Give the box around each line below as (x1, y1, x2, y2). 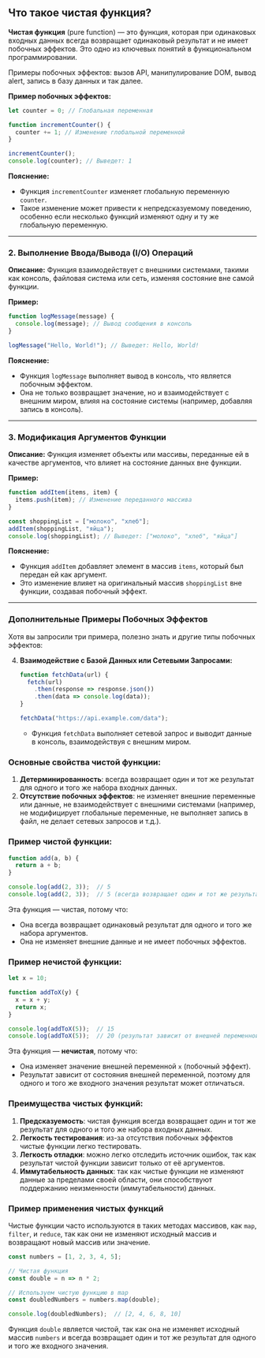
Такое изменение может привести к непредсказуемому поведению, (19, 204, 252, 213)
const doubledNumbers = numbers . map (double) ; (8, 1296, 160, 1304)
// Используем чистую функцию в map (8, 1289, 129, 1296)
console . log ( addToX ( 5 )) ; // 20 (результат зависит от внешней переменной (8, 1032, 259, 1040)
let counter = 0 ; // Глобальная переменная (8, 107, 154, 114)
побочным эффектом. (19, 379, 93, 389)
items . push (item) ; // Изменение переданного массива (15, 496, 192, 504)
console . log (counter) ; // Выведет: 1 (8, 157, 132, 165)
